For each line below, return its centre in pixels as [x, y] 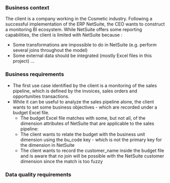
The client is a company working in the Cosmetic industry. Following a [79, 19]
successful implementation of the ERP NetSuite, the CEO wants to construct [85, 24]
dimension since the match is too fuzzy [62, 161]
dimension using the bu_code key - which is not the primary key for [91, 140]
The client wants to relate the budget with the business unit [83, 134]
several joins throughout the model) [50, 50]
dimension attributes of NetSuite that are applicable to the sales [87, 123]
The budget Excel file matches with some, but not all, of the [83, 118]
